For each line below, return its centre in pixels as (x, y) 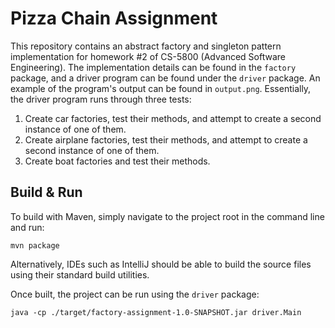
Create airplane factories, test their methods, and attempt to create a (166, 139)
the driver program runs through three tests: (101, 99)
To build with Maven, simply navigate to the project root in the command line (167, 216)
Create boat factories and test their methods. (117, 161)
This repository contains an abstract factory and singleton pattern (146, 46)
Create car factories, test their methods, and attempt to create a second (173, 118)
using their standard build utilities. (80, 274)
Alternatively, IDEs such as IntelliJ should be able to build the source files (161, 264)
